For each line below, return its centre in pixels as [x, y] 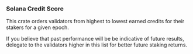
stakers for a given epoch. [37, 27]
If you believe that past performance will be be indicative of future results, [95, 39]
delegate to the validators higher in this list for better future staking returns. [97, 45]
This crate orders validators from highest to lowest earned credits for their [95, 21]
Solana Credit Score [35, 9]
